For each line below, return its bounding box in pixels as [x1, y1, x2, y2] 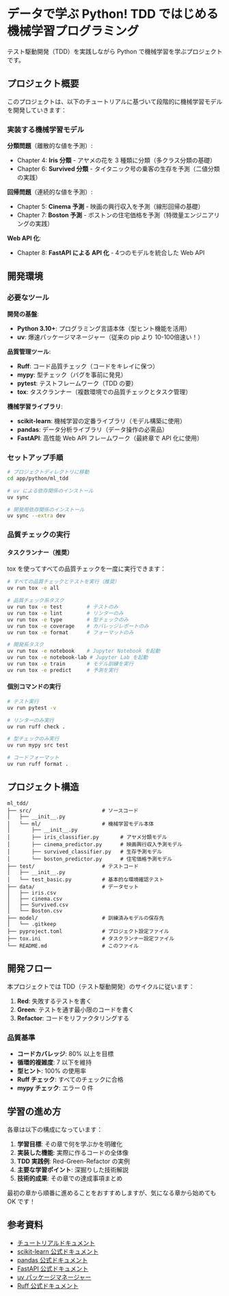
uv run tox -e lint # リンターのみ [7, 610, 124, 616]
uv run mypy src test [7, 742, 69, 749]
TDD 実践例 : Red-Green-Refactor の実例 [16, 1157, 130, 1165]
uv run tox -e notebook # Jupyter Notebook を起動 [7, 648, 161, 655]
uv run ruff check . [7, 723, 66, 730]
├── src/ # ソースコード [7, 807, 139, 814]
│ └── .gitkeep [7, 921, 57, 927]
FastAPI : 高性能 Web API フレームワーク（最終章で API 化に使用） [16, 434, 204, 442]
